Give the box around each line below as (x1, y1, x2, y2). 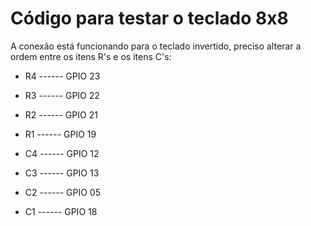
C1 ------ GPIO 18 (24, 205, 98, 217)
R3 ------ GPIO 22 (24, 89, 100, 101)
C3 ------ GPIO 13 (24, 167, 100, 179)
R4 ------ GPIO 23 (24, 70, 101, 82)
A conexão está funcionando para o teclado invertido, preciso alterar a (10, 40, 302, 52)
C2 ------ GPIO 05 (24, 186, 101, 198)
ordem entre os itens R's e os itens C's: (10, 50, 172, 62)
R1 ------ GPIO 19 (24, 128, 97, 140)
